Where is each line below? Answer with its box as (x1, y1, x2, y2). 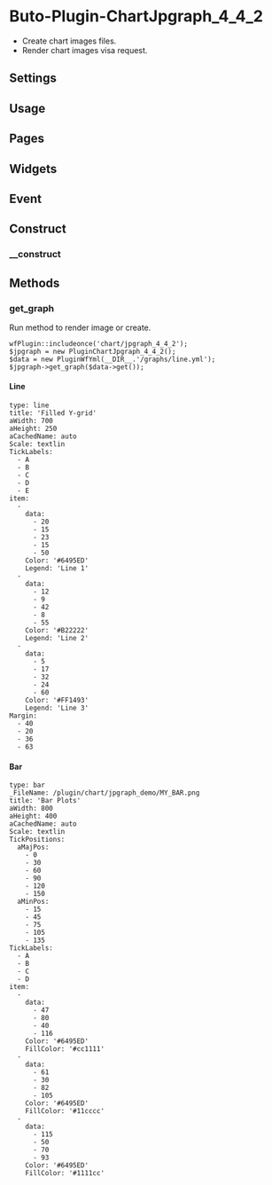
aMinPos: (17, 898, 50, 906)
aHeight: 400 (9, 812, 58, 821)
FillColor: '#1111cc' (25, 1169, 105, 1178)
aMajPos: (17, 843, 50, 852)
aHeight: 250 (9, 424, 58, 434)
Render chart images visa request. (21, 44, 148, 55)
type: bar (9, 781, 46, 790)
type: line (9, 401, 50, 410)
